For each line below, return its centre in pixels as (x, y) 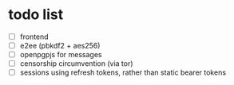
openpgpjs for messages (61, 55)
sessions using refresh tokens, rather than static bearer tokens (123, 72)
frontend (34, 37)
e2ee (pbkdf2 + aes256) (60, 46)
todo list (36, 15)
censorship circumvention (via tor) (76, 64)
